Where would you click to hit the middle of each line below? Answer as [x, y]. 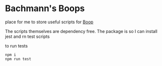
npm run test [18, 59]
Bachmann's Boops [45, 8]
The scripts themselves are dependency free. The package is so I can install [81, 31]
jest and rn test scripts [27, 36]
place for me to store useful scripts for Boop [49, 22]
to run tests [16, 46]
